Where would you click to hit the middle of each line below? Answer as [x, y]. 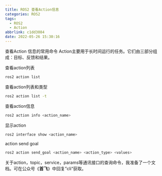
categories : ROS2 [23, 14]
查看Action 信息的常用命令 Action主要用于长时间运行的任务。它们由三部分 [79, 51]
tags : [10, 19]
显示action [16, 125]
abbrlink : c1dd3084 [25, 32]
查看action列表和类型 [26, 87]
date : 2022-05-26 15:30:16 [32, 37]
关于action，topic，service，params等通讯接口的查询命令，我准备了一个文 [81, 163]
